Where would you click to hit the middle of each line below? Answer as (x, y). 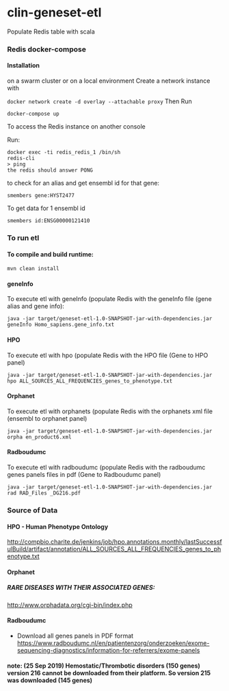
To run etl (23, 237)
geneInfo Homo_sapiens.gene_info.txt (61, 325)
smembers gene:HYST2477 (41, 196)
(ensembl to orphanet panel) (47, 418)
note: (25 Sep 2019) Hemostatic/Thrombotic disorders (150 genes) (104, 666)
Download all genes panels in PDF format (75, 636)
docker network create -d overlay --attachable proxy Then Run (100, 101)
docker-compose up (33, 114)
